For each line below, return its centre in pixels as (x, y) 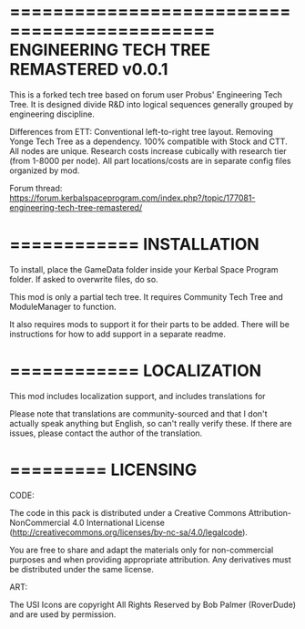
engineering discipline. (52, 114)
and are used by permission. (63, 614)
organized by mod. (45, 170)
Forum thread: (36, 188)
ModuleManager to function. (63, 306)
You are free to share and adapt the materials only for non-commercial (142, 550)
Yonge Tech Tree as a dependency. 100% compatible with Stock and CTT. (149, 141)
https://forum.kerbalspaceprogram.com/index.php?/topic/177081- (132, 198)
